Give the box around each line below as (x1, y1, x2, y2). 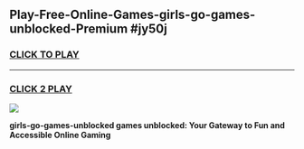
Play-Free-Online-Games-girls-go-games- (9, 7, 256, 23)
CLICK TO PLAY (9, 49, 80, 61)
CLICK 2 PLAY (9, 82, 72, 95)
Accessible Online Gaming (9, 129, 111, 140)
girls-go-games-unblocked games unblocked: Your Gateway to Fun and (9, 119, 285, 130)
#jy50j (129, 22, 167, 37)
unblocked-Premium (9, 22, 128, 37)
